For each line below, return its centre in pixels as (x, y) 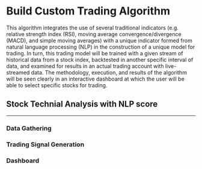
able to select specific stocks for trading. (57, 85)
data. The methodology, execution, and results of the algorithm (109, 72)
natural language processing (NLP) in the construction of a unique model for (101, 47)
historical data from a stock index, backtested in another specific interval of (100, 60)
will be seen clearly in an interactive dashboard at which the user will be (95, 79)
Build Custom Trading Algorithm (88, 11)
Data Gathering (29, 128)
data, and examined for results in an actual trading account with (85, 66)
